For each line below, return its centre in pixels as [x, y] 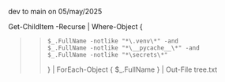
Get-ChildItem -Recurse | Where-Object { [76, 26]
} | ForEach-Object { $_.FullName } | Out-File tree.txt [132, 69]
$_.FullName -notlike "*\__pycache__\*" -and [123, 48]
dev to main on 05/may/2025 [55, 11]
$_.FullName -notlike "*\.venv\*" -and [113, 41]
